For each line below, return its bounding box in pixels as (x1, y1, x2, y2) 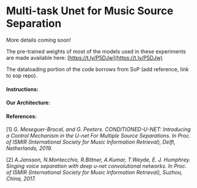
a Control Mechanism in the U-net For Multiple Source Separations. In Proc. (6, 132, 191, 139)
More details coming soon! (6, 36, 71, 43)
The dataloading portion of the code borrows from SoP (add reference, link (6, 65, 189, 72)
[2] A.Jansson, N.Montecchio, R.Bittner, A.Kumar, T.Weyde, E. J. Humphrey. (6, 156, 191, 164)
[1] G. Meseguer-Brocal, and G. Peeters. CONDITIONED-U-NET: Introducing (6, 126, 191, 133)
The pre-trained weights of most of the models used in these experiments (6, 47, 186, 55)
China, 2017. (6, 175, 37, 182)
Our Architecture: (6, 99, 50, 106)
